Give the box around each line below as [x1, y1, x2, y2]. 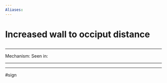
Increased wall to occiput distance [5, 28, 150, 40]
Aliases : [5, 7, 23, 12]
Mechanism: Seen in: [5, 53, 48, 59]
